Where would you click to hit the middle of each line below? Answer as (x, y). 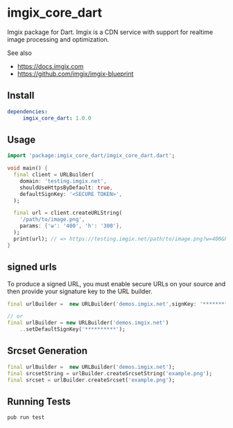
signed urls (32, 267)
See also (20, 53)
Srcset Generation (48, 351)
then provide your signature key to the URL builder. (80, 291)
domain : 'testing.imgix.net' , (63, 181)
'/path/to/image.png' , (52, 220)
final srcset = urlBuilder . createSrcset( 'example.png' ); (91, 380)
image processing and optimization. (58, 39)
